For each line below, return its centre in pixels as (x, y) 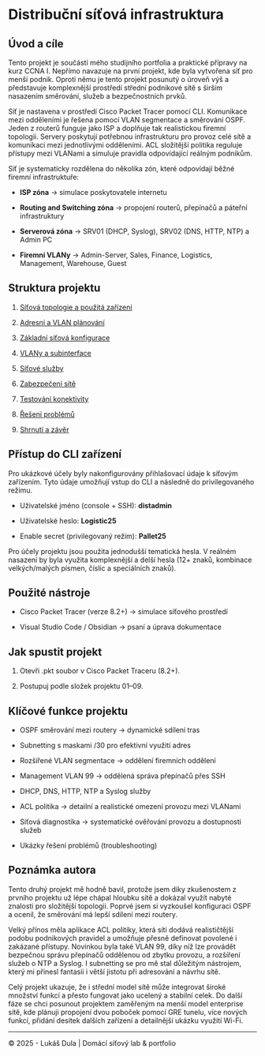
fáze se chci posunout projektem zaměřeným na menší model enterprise (126, 1003)
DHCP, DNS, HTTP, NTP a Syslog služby (85, 792)
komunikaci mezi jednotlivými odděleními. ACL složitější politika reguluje (125, 145)
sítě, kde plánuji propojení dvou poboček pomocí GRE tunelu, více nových (128, 1012)
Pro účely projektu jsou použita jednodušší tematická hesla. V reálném (122, 551)
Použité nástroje (49, 593)
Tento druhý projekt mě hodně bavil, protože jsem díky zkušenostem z (122, 889)
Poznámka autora (52, 870)
